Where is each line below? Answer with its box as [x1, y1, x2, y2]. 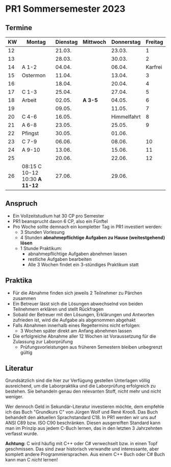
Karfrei [146, 64, 162, 70]
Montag [26, 39, 46, 45]
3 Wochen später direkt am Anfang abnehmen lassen [20, 327, 132, 334]
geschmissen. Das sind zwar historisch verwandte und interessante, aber [5, 446, 159, 452]
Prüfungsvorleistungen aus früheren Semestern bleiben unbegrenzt [20, 344, 163, 350]
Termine [5, 23, 33, 32]
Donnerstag [111, 39, 141, 45]
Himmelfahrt [111, 113, 141, 120]
